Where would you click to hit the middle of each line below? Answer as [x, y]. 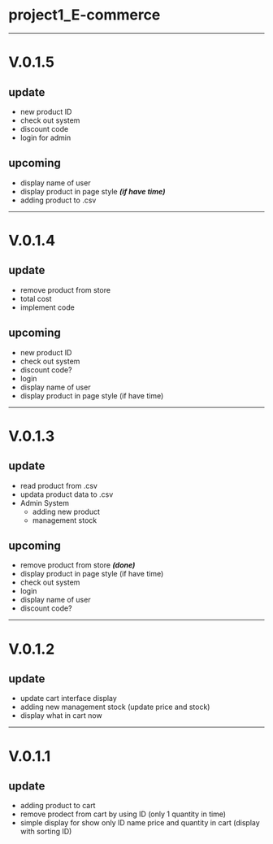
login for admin [45, 137]
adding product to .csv [58, 200]
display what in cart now [61, 716]
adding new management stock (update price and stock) [115, 707]
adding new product [66, 511]
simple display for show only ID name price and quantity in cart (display [140, 823]
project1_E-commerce [84, 15]
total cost [36, 298]
